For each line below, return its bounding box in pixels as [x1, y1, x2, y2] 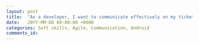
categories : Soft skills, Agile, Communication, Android [6, 25, 150, 31]
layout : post [6, 8, 38, 15]
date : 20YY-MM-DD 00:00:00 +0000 [6, 19, 94, 25]
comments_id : [6, 30, 38, 36]
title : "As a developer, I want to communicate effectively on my [6, 14, 176, 20]
